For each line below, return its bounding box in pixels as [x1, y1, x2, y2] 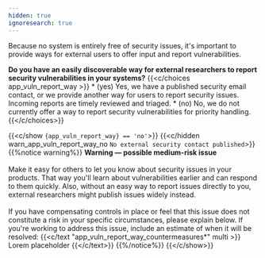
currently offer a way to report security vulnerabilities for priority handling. [8, 106, 252, 116]
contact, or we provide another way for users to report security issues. [8, 90, 240, 99]
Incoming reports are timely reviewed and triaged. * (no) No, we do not [8, 98, 240, 108]
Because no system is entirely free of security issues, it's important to [8, 40, 236, 50]
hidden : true [8, 11, 52, 20]
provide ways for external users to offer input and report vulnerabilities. [8, 49, 242, 59]
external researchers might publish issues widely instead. [8, 190, 197, 199]
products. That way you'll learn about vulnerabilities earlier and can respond [8, 172, 258, 183]
